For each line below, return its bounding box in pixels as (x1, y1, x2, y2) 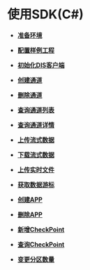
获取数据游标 (17, 180, 54, 188)
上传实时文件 (17, 165, 54, 174)
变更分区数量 (17, 255, 54, 264)
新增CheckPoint (17, 225, 65, 233)
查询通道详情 (17, 120, 54, 129)
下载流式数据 (17, 150, 54, 159)
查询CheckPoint (17, 240, 65, 248)
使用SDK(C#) (7, 6, 84, 22)
